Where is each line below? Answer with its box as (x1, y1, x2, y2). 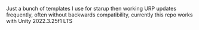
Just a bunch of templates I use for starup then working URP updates (6, 5, 177, 12)
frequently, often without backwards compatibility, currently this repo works (6, 11, 193, 18)
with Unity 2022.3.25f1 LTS (6, 18, 73, 24)
